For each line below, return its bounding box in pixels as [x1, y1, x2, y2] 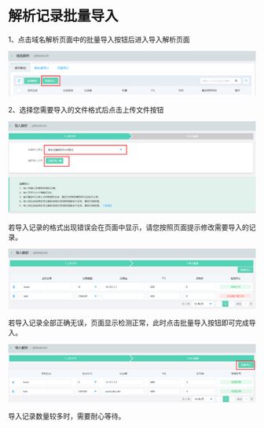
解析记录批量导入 [8, 7, 119, 25]
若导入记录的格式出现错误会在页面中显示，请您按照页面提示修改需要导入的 [8, 223, 249, 232]
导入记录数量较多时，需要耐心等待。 [8, 411, 126, 421]
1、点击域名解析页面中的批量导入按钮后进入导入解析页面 [8, 35, 190, 44]
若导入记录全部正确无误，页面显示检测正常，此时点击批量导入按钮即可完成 [8, 318, 249, 327]
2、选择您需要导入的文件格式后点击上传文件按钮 [8, 105, 164, 114]
